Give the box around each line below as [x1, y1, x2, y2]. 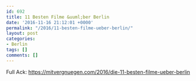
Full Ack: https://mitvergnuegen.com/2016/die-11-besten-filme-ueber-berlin [6, 68, 191, 75]
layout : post [6, 31, 38, 36]
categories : [6, 36, 35, 42]
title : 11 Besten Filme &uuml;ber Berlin [6, 14, 110, 20]
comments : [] [6, 52, 38, 58]
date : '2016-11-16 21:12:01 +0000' [6, 19, 94, 25]
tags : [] [6, 47, 28, 53]
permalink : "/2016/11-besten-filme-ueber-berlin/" [6, 25, 133, 31]
